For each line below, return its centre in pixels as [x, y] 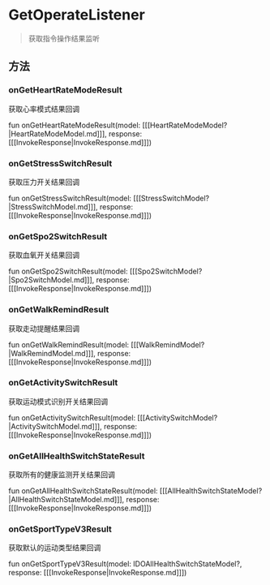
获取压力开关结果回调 [44, 182]
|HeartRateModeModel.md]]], [58, 133]
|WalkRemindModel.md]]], [52, 353]
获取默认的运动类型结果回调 [55, 548]
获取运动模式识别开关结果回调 [58, 401]
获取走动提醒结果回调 [44, 328]
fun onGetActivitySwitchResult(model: [72, 417]
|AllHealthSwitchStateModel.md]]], [66, 500]
